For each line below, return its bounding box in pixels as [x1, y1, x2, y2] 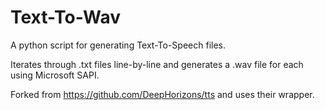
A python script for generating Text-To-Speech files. [10, 39, 226, 51]
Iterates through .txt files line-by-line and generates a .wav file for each [10, 58, 304, 70]
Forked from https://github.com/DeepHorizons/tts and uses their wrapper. [10, 88, 315, 100]
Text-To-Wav [10, 6, 122, 29]
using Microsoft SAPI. [10, 69, 100, 81]
